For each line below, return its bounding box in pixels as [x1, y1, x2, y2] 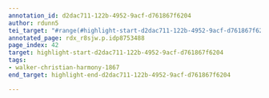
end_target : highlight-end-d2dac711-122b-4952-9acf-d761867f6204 [8, 71, 231, 79]
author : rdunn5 [8, 19, 59, 27]
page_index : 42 [8, 41, 59, 49]
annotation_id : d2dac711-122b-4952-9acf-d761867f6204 [8, 11, 192, 20]
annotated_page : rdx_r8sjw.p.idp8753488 [8, 33, 146, 42]
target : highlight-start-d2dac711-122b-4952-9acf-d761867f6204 [8, 49, 224, 57]
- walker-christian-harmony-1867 [8, 64, 120, 72]
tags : [8, 57, 26, 65]
